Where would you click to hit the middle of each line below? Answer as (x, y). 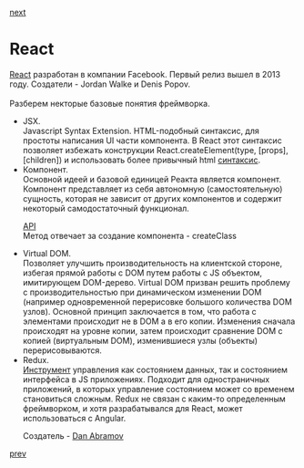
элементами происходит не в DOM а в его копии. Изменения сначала (159, 321)
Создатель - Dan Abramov (73, 435)
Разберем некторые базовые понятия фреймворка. (110, 103)
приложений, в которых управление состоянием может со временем (158, 389)
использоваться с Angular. (74, 418)
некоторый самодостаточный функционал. (106, 208)
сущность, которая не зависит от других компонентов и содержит (152, 198)
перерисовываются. (62, 350)
